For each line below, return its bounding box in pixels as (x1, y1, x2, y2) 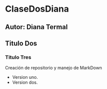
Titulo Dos (5, 39, 37, 47)
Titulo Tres (5, 53, 32, 60)
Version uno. (12, 74, 38, 80)
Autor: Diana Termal (5, 23, 68, 31)
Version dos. (12, 79, 38, 86)
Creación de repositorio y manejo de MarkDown (5, 65, 102, 71)
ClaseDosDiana (5, 3, 69, 15)
